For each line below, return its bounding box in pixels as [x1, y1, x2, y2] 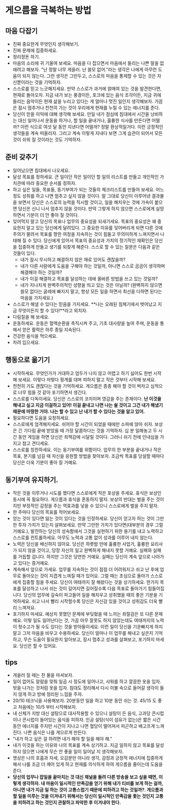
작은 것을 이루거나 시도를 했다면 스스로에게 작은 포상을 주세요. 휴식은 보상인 [12, 490, 162, 496]
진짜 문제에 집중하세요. [12, 47, 58, 53]
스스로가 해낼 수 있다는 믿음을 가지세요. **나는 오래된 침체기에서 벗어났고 [12, 301, 157, 307]
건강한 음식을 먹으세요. [12, 333, 58, 339]
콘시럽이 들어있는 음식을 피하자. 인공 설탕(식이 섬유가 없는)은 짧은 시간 [22, 717, 161, 723]
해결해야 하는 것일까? [20, 269, 62, 275]
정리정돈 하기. [12, 54, 41, 60]
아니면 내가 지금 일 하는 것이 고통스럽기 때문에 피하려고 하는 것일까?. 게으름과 [12, 787, 163, 793]
